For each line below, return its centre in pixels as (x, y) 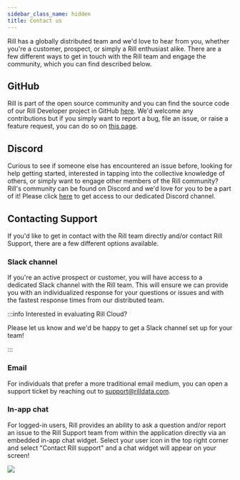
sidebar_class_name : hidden (49, 14)
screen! (19, 455)
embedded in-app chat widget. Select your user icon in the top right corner (118, 440)
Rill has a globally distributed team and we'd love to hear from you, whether (119, 41)
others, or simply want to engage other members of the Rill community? (113, 181)
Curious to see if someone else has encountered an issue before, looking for (120, 166)
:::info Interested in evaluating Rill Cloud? (67, 314)
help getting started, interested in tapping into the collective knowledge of (116, 174)
